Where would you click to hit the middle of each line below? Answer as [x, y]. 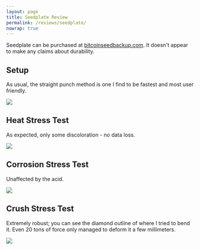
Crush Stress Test [40, 209]
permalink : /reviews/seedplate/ [46, 23]
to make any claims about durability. [50, 52]
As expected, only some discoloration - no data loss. [71, 135]
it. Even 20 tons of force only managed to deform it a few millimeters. [91, 229]
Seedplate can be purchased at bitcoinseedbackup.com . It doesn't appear [97, 45]
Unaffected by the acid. [35, 179]
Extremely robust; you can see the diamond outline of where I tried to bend [98, 223]
